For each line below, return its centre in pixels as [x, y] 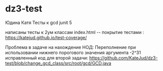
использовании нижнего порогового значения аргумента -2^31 [73, 52]
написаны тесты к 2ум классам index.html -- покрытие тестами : [75, 32]
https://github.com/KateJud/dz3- [124, 57]
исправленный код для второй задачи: [47, 57]
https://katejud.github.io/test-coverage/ [46, 37]
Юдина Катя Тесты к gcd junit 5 [39, 22]
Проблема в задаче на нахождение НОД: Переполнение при [71, 47]
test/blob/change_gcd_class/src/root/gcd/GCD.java [58, 63]
